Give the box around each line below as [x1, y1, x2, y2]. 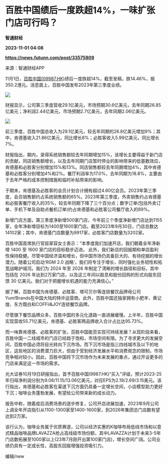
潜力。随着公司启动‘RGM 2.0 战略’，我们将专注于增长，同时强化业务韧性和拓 [5, 259, 162, 265]
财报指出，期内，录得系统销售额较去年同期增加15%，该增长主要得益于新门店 [5, 151, 163, 157]
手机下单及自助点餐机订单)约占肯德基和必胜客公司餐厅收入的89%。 [13, 206, 152, 212]
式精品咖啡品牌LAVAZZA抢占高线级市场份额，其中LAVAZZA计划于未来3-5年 [5, 430, 161, 436]
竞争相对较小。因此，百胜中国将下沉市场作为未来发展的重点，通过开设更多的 [5, 354, 163, 360]
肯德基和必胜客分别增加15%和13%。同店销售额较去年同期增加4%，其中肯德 [5, 164, 161, 170]
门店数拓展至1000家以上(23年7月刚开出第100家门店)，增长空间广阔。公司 [5, 436, 156, 442]
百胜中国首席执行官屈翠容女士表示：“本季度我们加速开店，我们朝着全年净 [5, 240, 156, 246]
